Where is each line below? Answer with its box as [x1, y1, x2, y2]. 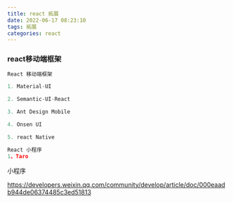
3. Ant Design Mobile [7, 108, 71, 115]
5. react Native [7, 134, 55, 141]
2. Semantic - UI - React [7, 96, 71, 103]
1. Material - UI [7, 83, 52, 90]
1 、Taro [7, 153, 29, 160]
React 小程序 [7, 146, 42, 153]
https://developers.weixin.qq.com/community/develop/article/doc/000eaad [7, 180, 226, 189]
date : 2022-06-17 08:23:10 [7, 17, 86, 24]
